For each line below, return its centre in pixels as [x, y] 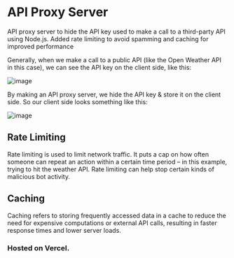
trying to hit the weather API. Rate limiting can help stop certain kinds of [111, 169]
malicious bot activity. [39, 176]
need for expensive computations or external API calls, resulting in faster [112, 223]
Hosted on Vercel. [39, 248]
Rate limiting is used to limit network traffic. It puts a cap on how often [108, 154]
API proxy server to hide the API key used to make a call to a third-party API [117, 31]
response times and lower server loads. [64, 230]
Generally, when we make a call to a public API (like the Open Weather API [115, 59]
